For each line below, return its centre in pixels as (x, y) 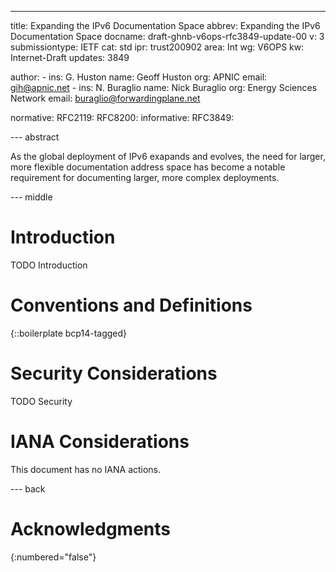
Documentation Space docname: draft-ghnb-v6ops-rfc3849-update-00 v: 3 (167, 36)
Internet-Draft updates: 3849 (70, 57)
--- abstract (35, 137)
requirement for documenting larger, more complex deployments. (145, 177)
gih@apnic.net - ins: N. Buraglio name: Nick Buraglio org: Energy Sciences (164, 87)
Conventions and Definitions (131, 305)
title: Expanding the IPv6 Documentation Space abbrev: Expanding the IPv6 (165, 25)
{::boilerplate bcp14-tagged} (69, 333)
